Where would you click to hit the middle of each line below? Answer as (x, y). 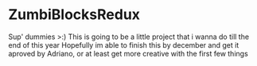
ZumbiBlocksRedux (74, 15)
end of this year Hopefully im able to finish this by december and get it (124, 45)
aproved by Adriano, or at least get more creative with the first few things (128, 53)
